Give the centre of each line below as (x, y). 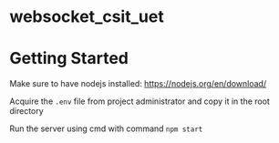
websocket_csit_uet (87, 17)
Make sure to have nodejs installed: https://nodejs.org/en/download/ (138, 84)
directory (26, 111)
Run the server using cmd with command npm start (106, 128)
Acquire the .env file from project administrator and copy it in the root (140, 101)
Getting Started (69, 59)
